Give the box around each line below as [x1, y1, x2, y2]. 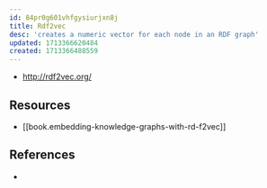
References [9, 148, 76, 163]
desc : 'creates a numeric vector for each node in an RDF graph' [9, 30, 259, 39]
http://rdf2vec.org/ [22, 71, 93, 82]
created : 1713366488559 [9, 47, 99, 56]
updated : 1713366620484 [9, 38, 99, 48]
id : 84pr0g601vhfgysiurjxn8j [9, 13, 119, 22]
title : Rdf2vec [9, 22, 67, 31]
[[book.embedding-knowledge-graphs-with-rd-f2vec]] [22, 121, 227, 131]
